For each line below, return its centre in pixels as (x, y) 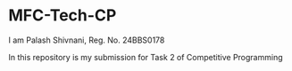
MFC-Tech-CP (63, 16)
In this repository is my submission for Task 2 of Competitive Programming (146, 57)
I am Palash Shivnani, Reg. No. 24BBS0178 (87, 40)
